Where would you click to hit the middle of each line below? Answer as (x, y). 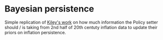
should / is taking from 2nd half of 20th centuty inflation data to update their (81, 27)
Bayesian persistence (49, 9)
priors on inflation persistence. (35, 32)
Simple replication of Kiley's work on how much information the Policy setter (81, 22)
